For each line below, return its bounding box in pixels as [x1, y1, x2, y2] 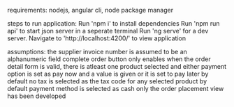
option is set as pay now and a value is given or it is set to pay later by [7, 69, 209, 78]
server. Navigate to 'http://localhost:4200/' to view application [7, 34, 187, 42]
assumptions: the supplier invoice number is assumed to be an [7, 48, 187, 56]
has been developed [7, 92, 66, 100]
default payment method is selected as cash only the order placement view [7, 85, 224, 92]
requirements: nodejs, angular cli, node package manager [7, 6, 173, 14]
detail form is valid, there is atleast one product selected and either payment [7, 63, 227, 70]
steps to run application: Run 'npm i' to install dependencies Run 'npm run [7, 19, 220, 27]
